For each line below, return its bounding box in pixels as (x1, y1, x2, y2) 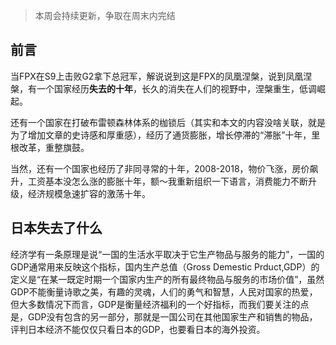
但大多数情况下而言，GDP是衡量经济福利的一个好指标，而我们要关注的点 (10, 298, 310, 310)
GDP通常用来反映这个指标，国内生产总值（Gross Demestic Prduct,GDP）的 (10, 260, 320, 273)
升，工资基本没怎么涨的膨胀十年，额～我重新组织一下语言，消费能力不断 (10, 175, 308, 187)
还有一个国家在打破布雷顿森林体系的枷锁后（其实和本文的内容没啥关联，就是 (10, 116, 326, 128)
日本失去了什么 (10, 220, 103, 237)
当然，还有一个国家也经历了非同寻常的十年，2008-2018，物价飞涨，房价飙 (10, 162, 319, 174)
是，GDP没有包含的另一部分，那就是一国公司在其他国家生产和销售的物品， (10, 310, 318, 323)
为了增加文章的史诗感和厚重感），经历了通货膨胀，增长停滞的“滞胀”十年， (10, 129, 312, 141)
